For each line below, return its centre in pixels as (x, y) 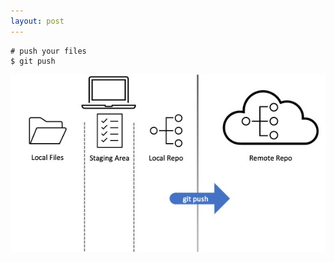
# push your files (48, 51)
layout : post (37, 21)
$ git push (33, 61)
